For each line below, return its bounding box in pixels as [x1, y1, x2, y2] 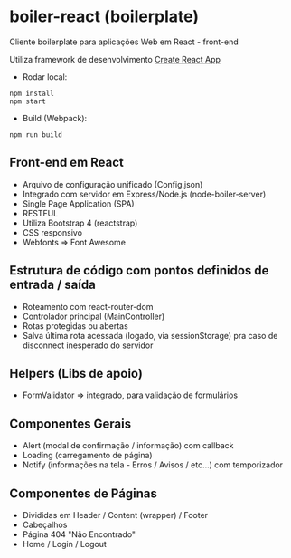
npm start [9, 97, 47, 106]
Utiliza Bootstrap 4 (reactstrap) [22, 217, 138, 228]
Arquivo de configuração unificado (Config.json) [22, 178, 203, 189]
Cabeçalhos [22, 519, 68, 530]
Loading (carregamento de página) [22, 450, 153, 461]
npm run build [9, 130, 63, 139]
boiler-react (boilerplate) [9, 6, 200, 27]
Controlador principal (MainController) [22, 311, 165, 322]
